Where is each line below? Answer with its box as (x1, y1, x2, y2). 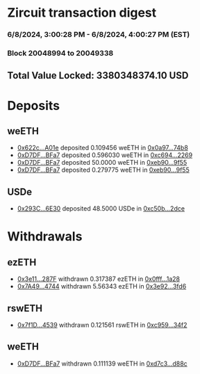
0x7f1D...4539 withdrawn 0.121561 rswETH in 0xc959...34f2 (17, 321, 187, 330)
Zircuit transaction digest (7, 5, 157, 21)
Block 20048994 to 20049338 (7, 49, 114, 58)
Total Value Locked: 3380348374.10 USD (7, 70, 189, 81)
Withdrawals (7, 229, 83, 245)
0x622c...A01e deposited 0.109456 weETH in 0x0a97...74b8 (17, 144, 189, 152)
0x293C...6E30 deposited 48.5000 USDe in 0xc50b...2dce (17, 204, 185, 213)
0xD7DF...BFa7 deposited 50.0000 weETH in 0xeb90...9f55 (17, 158, 187, 167)
